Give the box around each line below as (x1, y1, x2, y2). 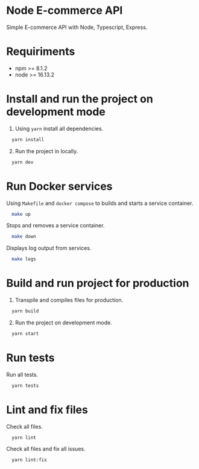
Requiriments (6, 45, 75, 58)
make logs (11, 256, 36, 262)
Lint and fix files (6, 403, 89, 417)
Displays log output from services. (6, 245, 92, 252)
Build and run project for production (6, 277, 189, 290)
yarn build (11, 308, 39, 314)
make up (11, 211, 31, 217)
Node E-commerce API (6, 4, 123, 17)
